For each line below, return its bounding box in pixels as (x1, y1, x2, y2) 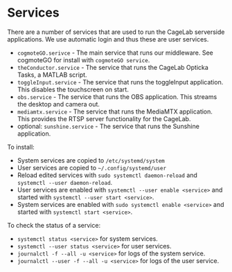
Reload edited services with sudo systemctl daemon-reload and (17, 171, 197, 179)
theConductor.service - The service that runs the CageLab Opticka (17, 63, 209, 71)
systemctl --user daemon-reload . (17, 178, 113, 186)
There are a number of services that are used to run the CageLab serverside (7, 28, 225, 36)
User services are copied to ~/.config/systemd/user (17, 163, 167, 172)
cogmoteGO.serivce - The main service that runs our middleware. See (17, 48, 213, 57)
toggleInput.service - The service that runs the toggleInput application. (17, 78, 224, 86)
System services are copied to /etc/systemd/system (17, 156, 165, 164)
